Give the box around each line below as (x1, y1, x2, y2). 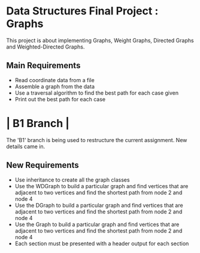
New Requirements (6, 160, 79, 170)
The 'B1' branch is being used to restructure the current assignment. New (6, 136, 187, 143)
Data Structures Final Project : (6, 4, 159, 18)
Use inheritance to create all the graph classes (14, 176, 130, 183)
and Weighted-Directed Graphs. (6, 43, 85, 50)
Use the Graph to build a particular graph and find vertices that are (14, 221, 180, 228)
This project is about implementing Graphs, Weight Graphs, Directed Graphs (6, 37, 194, 44)
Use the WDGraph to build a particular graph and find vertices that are (14, 182, 189, 189)
